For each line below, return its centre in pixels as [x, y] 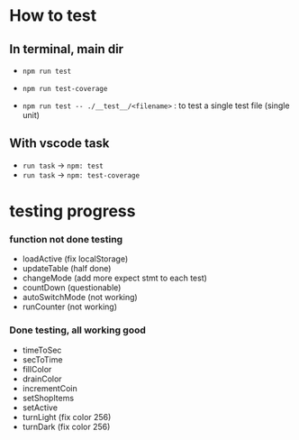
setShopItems [48, 398]
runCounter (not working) [70, 307]
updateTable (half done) [67, 269]
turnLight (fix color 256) [67, 417]
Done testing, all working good [78, 330]
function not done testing [66, 239]
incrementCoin [50, 388]
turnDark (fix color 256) [66, 426]
